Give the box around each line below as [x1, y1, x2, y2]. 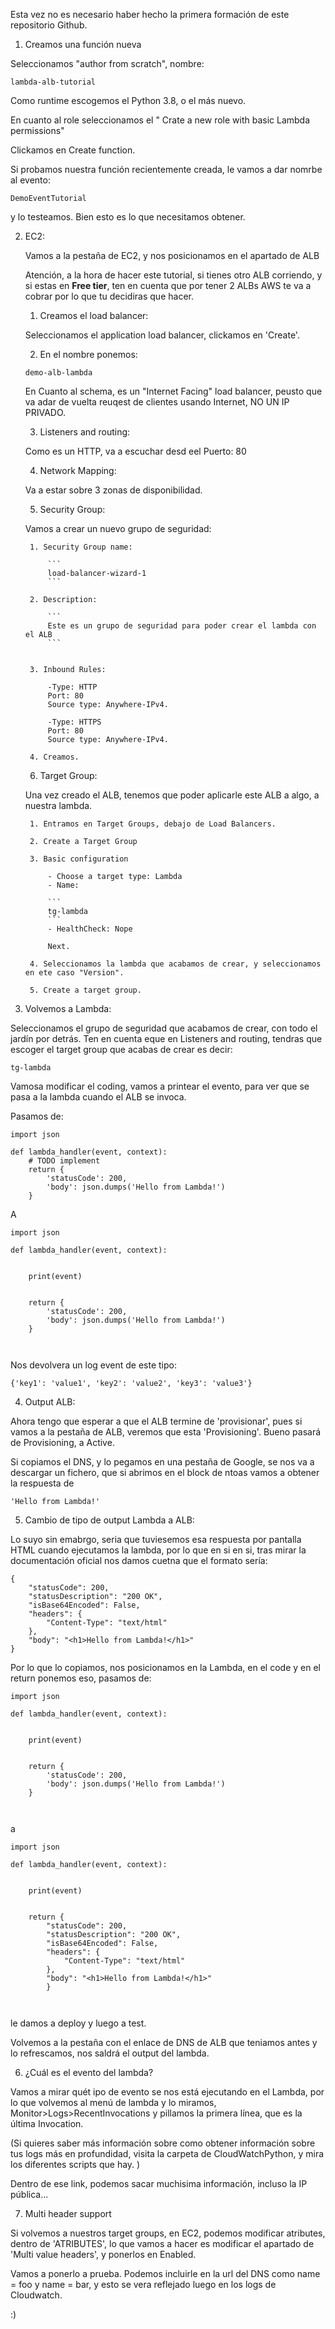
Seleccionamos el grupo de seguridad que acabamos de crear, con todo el [10, 1022, 318, 1034]
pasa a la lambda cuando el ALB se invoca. [10, 1091, 187, 1103]
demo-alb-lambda [24, 368, 93, 378]
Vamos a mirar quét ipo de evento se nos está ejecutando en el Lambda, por [10, 2086, 325, 2098]
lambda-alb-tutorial [10, 77, 97, 87]
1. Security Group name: [29, 542, 133, 552]
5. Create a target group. [29, 985, 142, 995]
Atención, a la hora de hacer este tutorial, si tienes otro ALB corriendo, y [24, 269, 323, 281]
